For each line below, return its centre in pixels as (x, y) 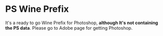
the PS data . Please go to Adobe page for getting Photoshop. (69, 28)
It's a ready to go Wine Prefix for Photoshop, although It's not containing (82, 23)
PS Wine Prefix (37, 9)
